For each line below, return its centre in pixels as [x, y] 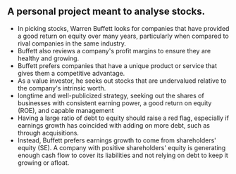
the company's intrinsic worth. [62, 88]
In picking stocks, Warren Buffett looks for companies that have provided [123, 28]
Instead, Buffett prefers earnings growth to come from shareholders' [117, 140]
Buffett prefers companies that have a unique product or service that [117, 65]
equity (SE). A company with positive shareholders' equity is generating [122, 147]
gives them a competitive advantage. [71, 73]
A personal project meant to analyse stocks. [106, 12]
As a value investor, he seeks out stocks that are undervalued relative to [122, 81]
